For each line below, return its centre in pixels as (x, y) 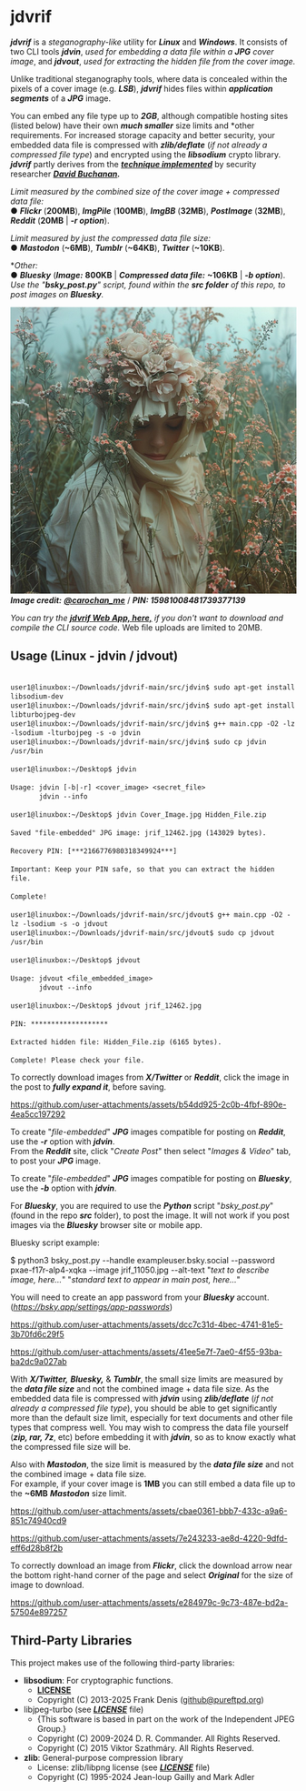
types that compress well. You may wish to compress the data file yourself (149, 1427)
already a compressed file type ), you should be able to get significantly (144, 1408)
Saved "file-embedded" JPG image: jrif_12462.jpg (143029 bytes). (138, 833)
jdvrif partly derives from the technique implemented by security (133, 164)
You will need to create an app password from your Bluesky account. (140, 1297)
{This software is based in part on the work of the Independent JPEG (166, 1719)
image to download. (47, 1585)
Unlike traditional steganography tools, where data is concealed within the (149, 78)
